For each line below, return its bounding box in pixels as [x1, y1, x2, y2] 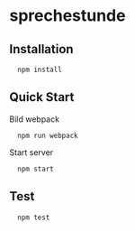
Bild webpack [9, 114, 60, 125]
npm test [17, 213, 50, 222]
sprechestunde [9, 5, 126, 26]
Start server [9, 146, 54, 158]
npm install [17, 65, 63, 74]
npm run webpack [17, 131, 78, 140]
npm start [17, 164, 54, 173]
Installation [9, 42, 74, 57]
